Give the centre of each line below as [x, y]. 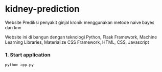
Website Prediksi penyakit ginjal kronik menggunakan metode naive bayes [80, 22]
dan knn [13, 27]
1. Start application [28, 54]
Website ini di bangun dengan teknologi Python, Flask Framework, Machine [81, 37]
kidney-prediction [42, 9]
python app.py [20, 65]
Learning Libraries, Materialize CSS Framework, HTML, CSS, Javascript [77, 42]
